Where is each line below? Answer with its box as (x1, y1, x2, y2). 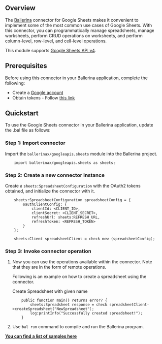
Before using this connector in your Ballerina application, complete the (5, 75, 148, 81)
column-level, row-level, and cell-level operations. (5, 38, 107, 44)
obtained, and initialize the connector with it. (5, 188, 95, 194)
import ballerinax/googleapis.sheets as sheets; (14, 160, 116, 165)
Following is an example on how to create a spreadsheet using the (12, 274, 147, 280)
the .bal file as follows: (5, 127, 51, 133)
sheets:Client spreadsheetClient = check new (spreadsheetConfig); (14, 236, 155, 242)
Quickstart (5, 109, 39, 118)
